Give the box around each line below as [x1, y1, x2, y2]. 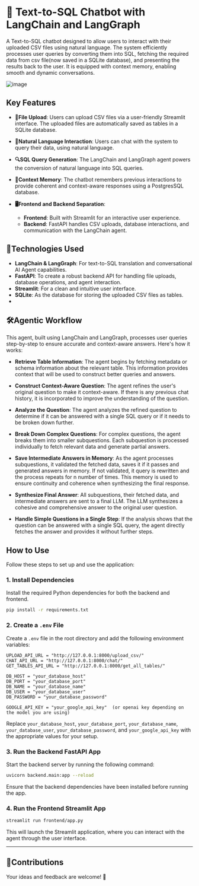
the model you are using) [6, 709, 70, 716]
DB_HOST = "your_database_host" [6, 673, 86, 679]
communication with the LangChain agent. [23, 227, 127, 234]
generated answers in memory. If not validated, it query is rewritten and [14, 467, 190, 474]
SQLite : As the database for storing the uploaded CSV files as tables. [14, 291, 184, 298]
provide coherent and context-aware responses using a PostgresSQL [14, 182, 184, 189]
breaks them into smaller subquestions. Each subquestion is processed [14, 437, 189, 444]
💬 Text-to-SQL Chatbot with [6, 5, 146, 19]
